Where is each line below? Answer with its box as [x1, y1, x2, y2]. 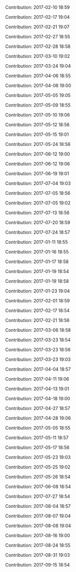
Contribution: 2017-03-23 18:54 [5, 337, 71, 343]
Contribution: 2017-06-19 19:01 [5, 171, 69, 176]
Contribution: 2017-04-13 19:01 [5, 386, 69, 392]
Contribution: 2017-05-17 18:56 [5, 444, 69, 450]
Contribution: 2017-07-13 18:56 [5, 210, 69, 216]
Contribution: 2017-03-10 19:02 [5, 53, 70, 59]
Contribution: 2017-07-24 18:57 [5, 229, 70, 235]
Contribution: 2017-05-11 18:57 [5, 435, 69, 441]
